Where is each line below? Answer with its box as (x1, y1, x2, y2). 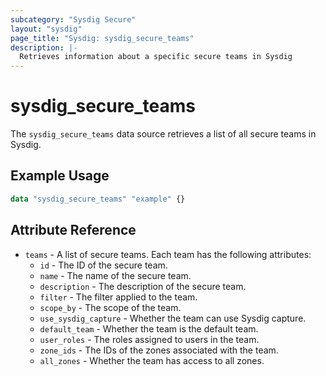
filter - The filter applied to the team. (39, 291, 198, 303)
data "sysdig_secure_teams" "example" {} (10, 194, 186, 204)
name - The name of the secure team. (39, 269, 192, 281)
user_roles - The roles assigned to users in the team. (39, 333, 260, 345)
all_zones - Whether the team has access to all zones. (39, 354, 265, 366)
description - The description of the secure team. (39, 280, 247, 292)
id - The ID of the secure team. (39, 259, 168, 271)
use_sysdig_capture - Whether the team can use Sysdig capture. (39, 312, 307, 324)
